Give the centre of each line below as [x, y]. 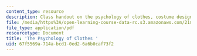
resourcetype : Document [35, 33]
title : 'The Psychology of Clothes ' [52, 38]
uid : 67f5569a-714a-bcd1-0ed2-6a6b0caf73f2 [60, 44]
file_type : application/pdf [40, 28]
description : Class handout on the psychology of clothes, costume [90, 17]
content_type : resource [35, 11]
